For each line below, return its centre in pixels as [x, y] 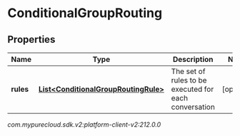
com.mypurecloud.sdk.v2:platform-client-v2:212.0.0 [84, 125]
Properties [31, 40]
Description [193, 59]
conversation [193, 107]
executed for [192, 89]
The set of [188, 71]
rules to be [189, 80]
